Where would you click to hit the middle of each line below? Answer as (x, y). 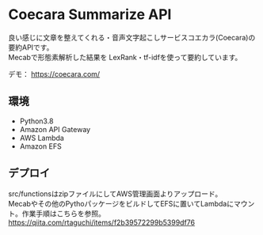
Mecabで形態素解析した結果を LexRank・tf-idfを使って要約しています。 (125, 57)
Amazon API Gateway (55, 129)
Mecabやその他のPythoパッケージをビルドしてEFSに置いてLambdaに (121, 203)
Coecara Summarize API (90, 15)
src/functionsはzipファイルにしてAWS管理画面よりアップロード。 (115, 193)
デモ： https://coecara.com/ (54, 74)
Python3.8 (36, 121)
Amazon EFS (40, 146)
